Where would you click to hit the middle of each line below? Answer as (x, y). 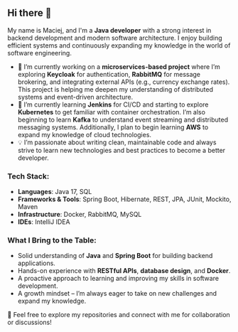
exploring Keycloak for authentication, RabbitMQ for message (109, 74)
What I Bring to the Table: (52, 240)
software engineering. (40, 53)
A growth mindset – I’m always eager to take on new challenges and (117, 294)
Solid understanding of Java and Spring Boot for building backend (115, 256)
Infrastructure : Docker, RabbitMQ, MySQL (80, 215)
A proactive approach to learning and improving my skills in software (118, 279)
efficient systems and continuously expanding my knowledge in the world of (119, 45)
